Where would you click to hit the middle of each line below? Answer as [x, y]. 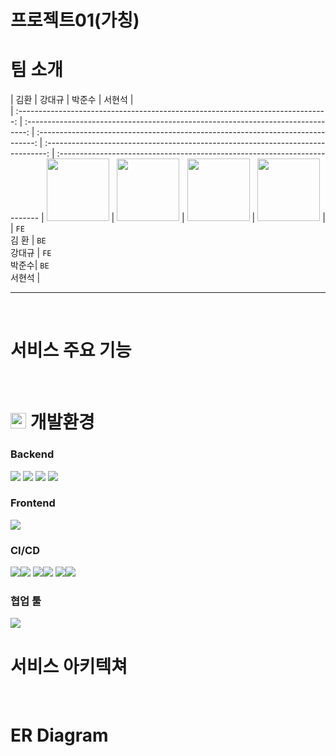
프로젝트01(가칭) [75, 20]
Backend [32, 454]
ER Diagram [59, 735]
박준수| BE [30, 265]
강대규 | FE [31, 253]
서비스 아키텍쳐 [69, 666]
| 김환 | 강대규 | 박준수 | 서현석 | [72, 100]
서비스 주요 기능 [71, 350]
